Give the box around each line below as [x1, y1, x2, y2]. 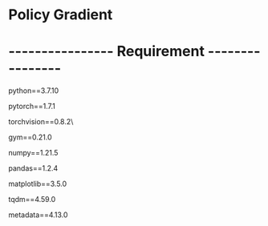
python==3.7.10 [8, 86, 59, 95]
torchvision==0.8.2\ [8, 117, 74, 127]
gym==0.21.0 [8, 132, 52, 142]
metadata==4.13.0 [8, 210, 68, 220]
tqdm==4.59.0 [8, 195, 56, 204]
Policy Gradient [8, 6, 113, 24]
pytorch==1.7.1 [8, 102, 56, 111]
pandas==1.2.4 [8, 163, 59, 173]
